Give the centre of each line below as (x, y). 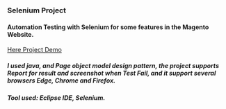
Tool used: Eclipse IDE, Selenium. (56, 98)
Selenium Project (37, 10)
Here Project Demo (35, 50)
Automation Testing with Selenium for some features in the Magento (108, 27)
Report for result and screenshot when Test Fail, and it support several (112, 73)
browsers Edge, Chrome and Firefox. (62, 80)
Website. (21, 34)
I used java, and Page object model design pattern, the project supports (113, 65)
